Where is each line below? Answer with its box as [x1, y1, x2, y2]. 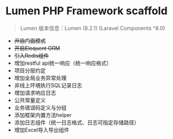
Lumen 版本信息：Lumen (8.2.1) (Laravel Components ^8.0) [20, 24, 165, 31]
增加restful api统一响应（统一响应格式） [14, 59, 112, 67]
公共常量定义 [14, 96, 46, 103]
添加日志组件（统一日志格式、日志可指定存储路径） [14, 119, 140, 126]
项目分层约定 [14, 67, 46, 74]
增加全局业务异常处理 [14, 74, 67, 81]
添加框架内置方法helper [14, 111, 72, 118]
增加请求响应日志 [14, 89, 56, 96]
